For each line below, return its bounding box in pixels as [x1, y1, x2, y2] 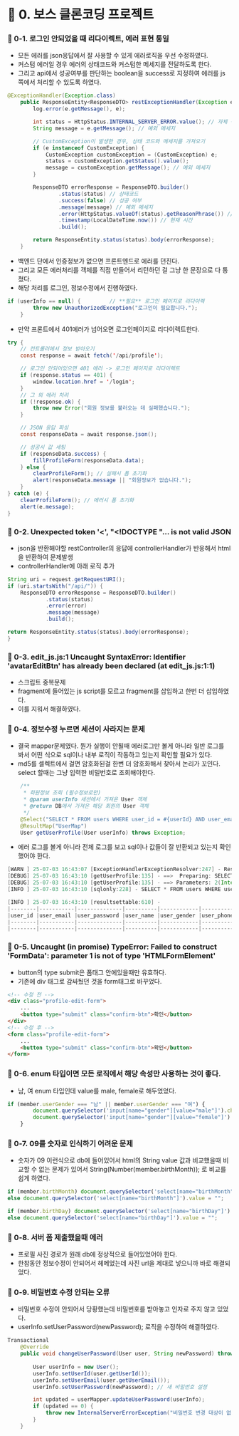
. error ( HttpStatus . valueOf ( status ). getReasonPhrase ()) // [58, 210, 234, 217]
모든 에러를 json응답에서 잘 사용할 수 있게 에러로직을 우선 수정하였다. [17, 51, 208, 60]
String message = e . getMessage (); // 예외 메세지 [33, 125, 176, 132]
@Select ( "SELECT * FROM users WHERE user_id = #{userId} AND [20, 816, 205, 823]
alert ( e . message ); [20, 503, 75, 510]
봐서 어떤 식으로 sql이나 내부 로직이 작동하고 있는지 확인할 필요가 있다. [17, 751, 213, 759]
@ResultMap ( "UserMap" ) [20, 822, 87, 830]
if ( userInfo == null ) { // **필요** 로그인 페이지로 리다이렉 [7, 297, 205, 305]
